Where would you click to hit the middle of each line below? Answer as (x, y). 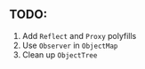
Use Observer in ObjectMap (70, 45)
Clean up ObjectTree (60, 54)
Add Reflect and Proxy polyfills (79, 35)
